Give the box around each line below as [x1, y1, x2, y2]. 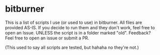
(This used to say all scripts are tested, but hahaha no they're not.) [5, 44, 139, 50]
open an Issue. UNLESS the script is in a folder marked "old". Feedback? [5, 30, 151, 36]
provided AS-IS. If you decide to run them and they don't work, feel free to [5, 24, 155, 30]
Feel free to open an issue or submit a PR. [5, 35, 90, 41]
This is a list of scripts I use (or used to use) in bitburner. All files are [5, 19, 142, 25]
